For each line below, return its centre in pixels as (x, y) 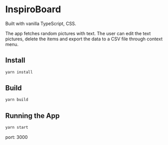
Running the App (33, 116)
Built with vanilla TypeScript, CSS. (41, 23)
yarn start (17, 128)
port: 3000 (17, 137)
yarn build (17, 100)
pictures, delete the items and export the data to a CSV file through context (84, 39)
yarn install (19, 72)
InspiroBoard (33, 9)
